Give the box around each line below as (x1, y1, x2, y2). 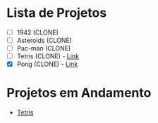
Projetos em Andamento (6, 85, 152, 101)
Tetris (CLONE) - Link (16, 52, 79, 60)
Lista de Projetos (6, 5, 107, 21)
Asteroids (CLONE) (16, 37, 72, 44)
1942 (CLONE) (16, 28, 59, 37)
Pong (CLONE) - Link (16, 60, 78, 68)
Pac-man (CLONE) (16, 44, 71, 53)
